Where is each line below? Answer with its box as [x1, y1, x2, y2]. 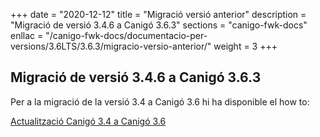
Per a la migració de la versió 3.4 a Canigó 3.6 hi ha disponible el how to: [10, 95, 310, 108]
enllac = [10, 30, 44, 41]
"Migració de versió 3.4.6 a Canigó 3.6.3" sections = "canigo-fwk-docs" [10, 19, 308, 31]
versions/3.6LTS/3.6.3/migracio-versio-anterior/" [10, 40, 212, 52]
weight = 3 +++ [213, 40, 278, 52]
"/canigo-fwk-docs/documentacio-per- [45, 30, 208, 41]
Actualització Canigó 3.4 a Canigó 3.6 [10, 115, 167, 127]
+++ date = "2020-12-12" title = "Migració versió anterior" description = [10, 9, 307, 20]
